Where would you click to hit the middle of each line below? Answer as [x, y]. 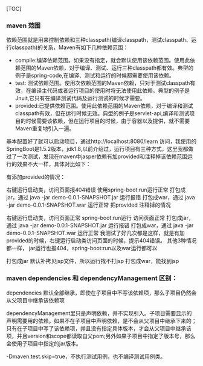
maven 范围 [24, 25]
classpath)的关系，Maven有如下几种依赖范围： [70, 47]
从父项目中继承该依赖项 [35, 300]
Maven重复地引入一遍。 [45, 128]
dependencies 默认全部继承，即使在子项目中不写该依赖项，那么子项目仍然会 [101, 293]
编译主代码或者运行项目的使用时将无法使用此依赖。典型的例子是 [111, 91]
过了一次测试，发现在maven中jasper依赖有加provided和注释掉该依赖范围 [97, 156]
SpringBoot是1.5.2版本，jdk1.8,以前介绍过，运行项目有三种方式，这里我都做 [100, 149]
